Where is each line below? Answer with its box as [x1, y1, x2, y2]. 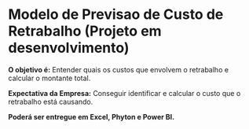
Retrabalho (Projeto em [8, 22, 163, 40]
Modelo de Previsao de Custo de [8, 6, 224, 24]
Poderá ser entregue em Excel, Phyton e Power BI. [8, 112, 175, 121]
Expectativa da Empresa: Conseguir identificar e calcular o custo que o [8, 88, 241, 98]
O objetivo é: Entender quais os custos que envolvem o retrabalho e [8, 64, 229, 74]
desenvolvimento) [8, 39, 130, 57]
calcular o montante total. [8, 73, 91, 83]
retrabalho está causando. [8, 97, 93, 106]
